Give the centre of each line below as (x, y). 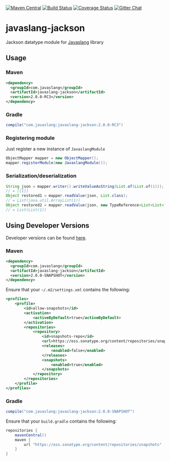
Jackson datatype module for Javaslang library (55, 42)
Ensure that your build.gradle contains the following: (61, 421)
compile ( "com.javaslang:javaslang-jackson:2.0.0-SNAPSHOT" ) (70, 412)
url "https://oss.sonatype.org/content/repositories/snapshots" (93, 444)
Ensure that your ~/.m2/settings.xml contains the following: (68, 290)
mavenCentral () (31, 435)
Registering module (30, 138)
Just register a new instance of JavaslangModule (55, 149)
